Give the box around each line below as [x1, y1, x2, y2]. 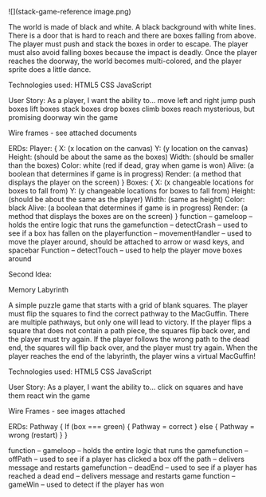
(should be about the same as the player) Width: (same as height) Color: [8, 195, 245, 204]
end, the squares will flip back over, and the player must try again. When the [8, 343, 258, 352]
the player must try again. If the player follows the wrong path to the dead [8, 335, 250, 344]
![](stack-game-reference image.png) [8, 7, 131, 16]
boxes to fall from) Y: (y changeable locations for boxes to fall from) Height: [8, 186, 256, 195]
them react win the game [8, 391, 90, 400]
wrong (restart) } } [8, 431, 68, 439]
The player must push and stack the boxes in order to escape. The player [8, 39, 248, 49]
